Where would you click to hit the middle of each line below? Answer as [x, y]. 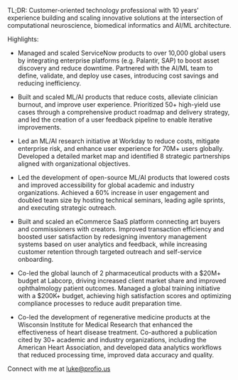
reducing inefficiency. [49, 83]
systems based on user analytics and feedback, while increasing [112, 244]
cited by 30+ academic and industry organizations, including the [112, 340]
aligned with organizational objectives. [74, 164]
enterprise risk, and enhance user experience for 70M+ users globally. [121, 148]
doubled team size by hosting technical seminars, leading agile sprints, [121, 200]
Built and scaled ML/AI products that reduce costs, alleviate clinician [118, 97]
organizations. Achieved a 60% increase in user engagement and [113, 192]
